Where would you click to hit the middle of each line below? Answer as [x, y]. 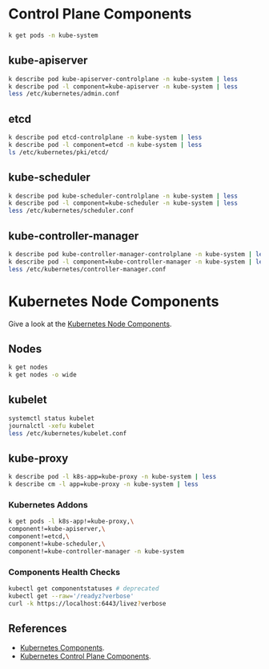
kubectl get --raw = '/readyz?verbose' [71, 596]
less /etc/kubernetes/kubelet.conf [68, 433]
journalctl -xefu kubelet [51, 426]
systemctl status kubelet [51, 418]
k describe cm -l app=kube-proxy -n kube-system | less [103, 484]
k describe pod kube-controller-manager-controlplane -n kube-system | [130, 254]
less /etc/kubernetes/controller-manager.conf [87, 269]
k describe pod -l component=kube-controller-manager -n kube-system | [130, 262]
